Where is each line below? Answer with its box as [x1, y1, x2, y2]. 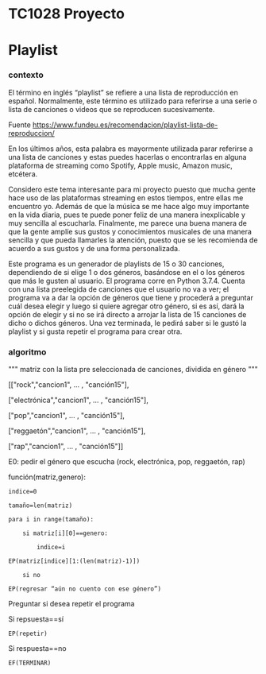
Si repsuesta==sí [8, 614, 64, 624]
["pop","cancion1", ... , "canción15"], [8, 410, 125, 420]
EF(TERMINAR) [8, 659, 52, 667]
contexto [8, 69, 44, 80]
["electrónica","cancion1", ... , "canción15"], [8, 395, 148, 405]
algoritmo [8, 347, 47, 358]
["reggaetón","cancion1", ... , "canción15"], [8, 426, 146, 436]
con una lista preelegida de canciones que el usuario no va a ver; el [8, 284, 229, 294]
